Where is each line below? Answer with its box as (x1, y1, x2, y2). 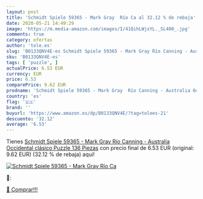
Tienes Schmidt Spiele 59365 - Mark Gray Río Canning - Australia (6, 138, 170, 145)
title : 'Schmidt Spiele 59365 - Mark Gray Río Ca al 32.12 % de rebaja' (6, 15, 196, 21)
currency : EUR (6, 71, 42, 77)
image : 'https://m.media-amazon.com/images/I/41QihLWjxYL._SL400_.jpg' (6, 25, 190, 32)
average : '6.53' (6, 122, 47, 128)
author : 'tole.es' (6, 43, 53, 49)
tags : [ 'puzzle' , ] (6, 59, 59, 65)
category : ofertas (6, 37, 53, 43)
